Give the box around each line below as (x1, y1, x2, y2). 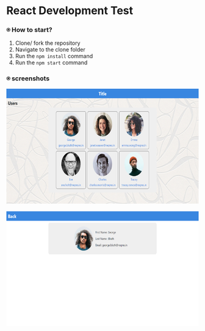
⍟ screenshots (6, 74, 50, 83)
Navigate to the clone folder (15, 46, 85, 53)
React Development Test (6, 4, 134, 18)
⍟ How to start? (6, 26, 53, 34)
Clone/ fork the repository (15, 39, 81, 47)
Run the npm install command (15, 53, 93, 60)
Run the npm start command (15, 59, 88, 66)
